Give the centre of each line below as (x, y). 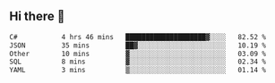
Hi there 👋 (37, 17)
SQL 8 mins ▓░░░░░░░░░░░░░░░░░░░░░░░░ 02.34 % (138, 62)
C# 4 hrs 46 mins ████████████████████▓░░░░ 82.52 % (138, 37)
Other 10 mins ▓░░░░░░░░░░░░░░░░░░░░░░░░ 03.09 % (138, 54)
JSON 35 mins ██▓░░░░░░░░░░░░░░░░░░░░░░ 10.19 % (138, 46)
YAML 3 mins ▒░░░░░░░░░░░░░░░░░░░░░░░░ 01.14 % (138, 71)
